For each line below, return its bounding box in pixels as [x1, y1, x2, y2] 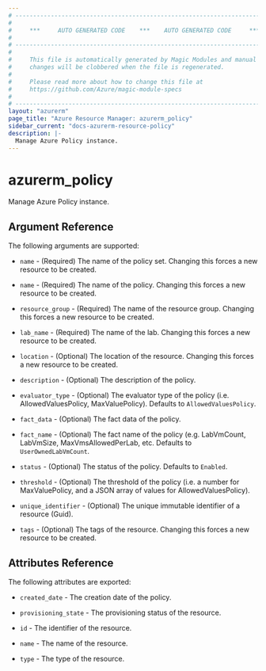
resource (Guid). [19, 509, 74, 519]
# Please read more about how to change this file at [8, 78, 203, 86]
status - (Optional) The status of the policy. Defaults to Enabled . [19, 462, 228, 471]
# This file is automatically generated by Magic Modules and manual [8, 56, 257, 64]
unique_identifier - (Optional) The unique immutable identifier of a [19, 501, 240, 511]
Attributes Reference [8, 556, 114, 570]
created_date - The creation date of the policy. [19, 593, 172, 602]
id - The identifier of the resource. [19, 623, 132, 633]
